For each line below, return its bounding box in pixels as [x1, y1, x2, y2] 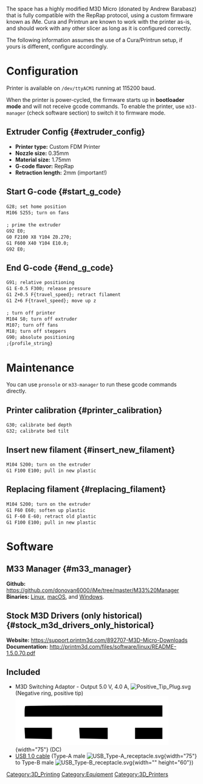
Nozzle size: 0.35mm [15, 149, 69, 157]
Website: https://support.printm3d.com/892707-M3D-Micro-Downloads [6, 636, 188, 644]
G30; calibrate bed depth [6, 422, 72, 429]
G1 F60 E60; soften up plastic [6, 507, 86, 513]
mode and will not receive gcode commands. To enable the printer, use [6, 102, 185, 110]
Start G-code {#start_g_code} [6, 187, 122, 197]
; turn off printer [6, 310, 56, 316]
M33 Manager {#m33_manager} [6, 564, 132, 574]
